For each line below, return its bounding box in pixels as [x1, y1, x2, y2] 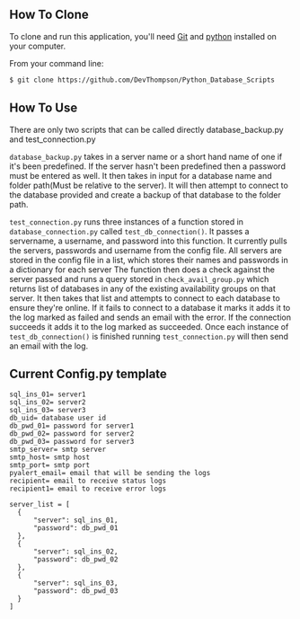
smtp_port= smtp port [9, 461, 91, 470]
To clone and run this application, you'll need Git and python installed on [9, 31, 277, 41]
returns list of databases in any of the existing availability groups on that [9, 283, 277, 294]
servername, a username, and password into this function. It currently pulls [9, 235, 287, 246]
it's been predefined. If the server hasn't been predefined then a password [9, 161, 286, 172]
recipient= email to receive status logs [9, 476, 167, 486]
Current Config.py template [9, 366, 168, 381]
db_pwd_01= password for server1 [9, 421, 135, 430]
